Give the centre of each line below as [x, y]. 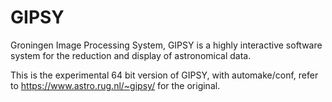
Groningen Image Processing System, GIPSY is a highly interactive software [166, 45]
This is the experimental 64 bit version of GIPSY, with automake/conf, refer [164, 75]
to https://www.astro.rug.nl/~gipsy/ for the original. [115, 85]
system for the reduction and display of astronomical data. [131, 55]
